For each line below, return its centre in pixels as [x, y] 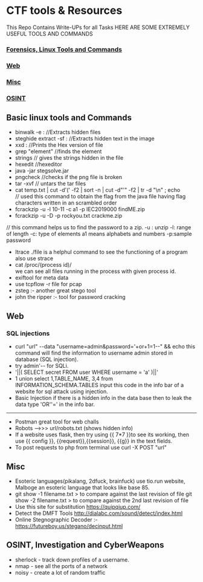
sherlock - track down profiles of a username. [72, 560]
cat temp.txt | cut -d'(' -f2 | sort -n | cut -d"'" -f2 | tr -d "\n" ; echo [98, 190]
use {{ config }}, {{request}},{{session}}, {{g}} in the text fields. [94, 441]
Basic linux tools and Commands [69, 118]
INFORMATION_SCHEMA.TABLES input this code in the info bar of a [99, 385]
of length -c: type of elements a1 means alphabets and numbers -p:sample [99, 234]
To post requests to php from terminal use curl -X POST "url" [91, 448]
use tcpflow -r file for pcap [48, 284]
